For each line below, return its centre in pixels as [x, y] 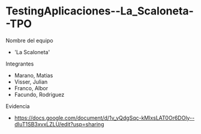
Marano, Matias [34, 75]
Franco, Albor [31, 88]
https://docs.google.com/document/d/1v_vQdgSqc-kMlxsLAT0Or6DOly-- [104, 118]
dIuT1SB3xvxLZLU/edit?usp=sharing [59, 124]
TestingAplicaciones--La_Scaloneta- [100, 11]
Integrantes [20, 64]
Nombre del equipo [29, 40]
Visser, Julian [31, 82]
